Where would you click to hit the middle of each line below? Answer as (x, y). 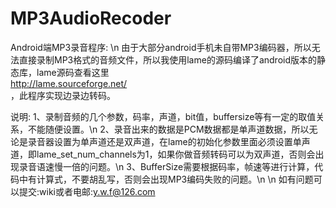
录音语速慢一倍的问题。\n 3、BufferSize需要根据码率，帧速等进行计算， (166, 166)
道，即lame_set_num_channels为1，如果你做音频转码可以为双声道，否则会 (163, 154)
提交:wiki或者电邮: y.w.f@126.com (87, 191)
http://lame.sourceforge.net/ (69, 83)
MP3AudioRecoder (91, 18)
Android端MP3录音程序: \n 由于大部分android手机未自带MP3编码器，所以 (161, 47)
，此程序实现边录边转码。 (63, 95)
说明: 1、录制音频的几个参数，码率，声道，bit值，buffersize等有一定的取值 (163, 116)
